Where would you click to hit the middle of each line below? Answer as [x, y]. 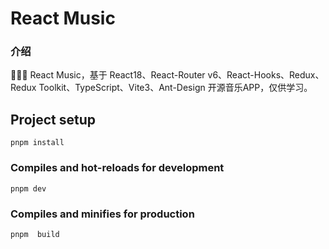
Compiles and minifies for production [102, 214]
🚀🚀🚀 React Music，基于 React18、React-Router [108, 75]
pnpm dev [28, 188]
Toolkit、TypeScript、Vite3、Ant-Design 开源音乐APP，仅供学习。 [175, 88]
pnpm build [35, 234]
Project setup [53, 119]
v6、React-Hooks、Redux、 [266, 75]
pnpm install [37, 143]
